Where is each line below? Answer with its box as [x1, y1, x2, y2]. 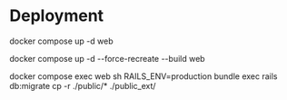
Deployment [9, 5, 104, 26]
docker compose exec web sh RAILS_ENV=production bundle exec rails [9, 70, 278, 82]
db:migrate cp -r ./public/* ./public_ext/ [9, 80, 156, 91]
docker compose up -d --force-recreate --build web [9, 53, 206, 64]
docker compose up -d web [9, 35, 114, 46]
